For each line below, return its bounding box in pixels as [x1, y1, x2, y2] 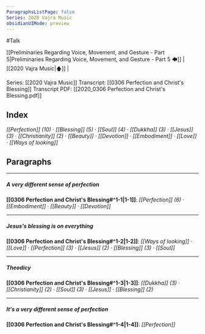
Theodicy [6, 264, 31, 271]
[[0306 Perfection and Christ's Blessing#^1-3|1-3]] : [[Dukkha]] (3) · [6, 279, 180, 286]
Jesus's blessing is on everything [6, 222, 93, 230]
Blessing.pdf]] [6, 92, 42, 100]
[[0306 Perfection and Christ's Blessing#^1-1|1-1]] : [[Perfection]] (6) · [6, 196, 185, 203]
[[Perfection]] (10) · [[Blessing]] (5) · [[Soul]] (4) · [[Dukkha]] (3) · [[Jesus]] [6, 126, 193, 133]
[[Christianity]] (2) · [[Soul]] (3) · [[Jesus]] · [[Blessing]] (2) [6, 285, 154, 293]
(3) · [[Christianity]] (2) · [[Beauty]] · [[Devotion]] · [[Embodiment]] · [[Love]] [6, 133, 197, 140]
